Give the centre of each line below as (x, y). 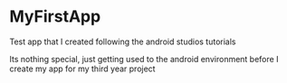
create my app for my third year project (82, 69)
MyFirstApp (55, 17)
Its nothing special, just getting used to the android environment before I (144, 59)
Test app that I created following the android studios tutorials (123, 41)
